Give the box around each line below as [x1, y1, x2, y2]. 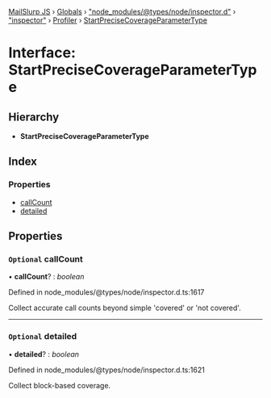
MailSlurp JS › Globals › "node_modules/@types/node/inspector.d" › [8, 7, 236, 16]
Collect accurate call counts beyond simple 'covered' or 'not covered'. [8, 303, 242, 313]
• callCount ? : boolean [8, 272, 85, 282]
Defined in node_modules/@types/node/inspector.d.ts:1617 [8, 287, 205, 297]
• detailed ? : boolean [8, 349, 79, 358]
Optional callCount [8, 253, 83, 265]
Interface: [8, 44, 77, 62]
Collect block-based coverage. [8, 380, 111, 390]
